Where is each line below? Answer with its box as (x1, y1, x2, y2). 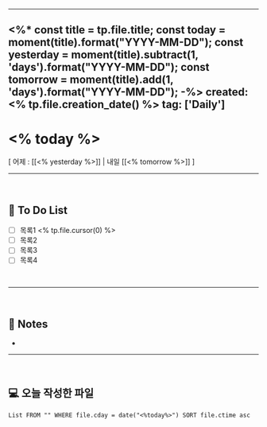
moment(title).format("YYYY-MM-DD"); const (8, 36, 244, 49)
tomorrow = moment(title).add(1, (8, 73, 174, 87)
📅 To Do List (8, 204, 68, 217)
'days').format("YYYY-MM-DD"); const (8, 60, 210, 74)
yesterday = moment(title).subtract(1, (8, 49, 199, 62)
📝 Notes (8, 317, 48, 331)
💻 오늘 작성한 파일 (8, 386, 94, 400)
